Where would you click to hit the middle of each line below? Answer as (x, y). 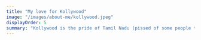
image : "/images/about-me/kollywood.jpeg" (60, 17)
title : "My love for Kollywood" (46, 11)
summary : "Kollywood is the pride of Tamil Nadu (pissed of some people (99, 28)
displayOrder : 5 (26, 22)
